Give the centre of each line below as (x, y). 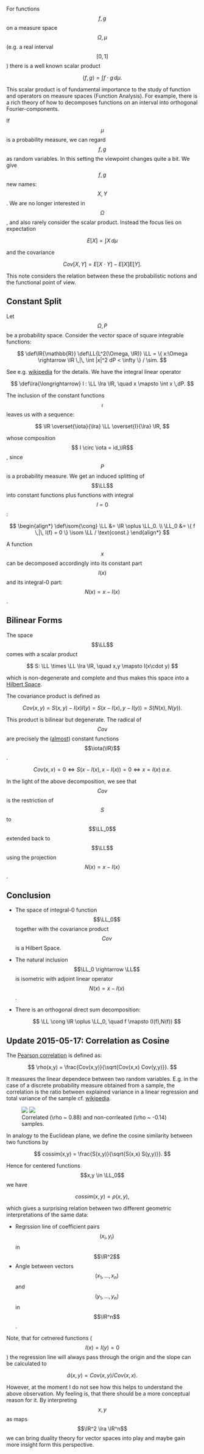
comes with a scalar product (42, 654)
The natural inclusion (41, 960)
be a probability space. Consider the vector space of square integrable (95, 335)
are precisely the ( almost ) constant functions (63, 739)
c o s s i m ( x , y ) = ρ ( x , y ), (102, 1196)
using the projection (31, 857)
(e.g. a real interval (30, 47)
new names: (22, 184)
